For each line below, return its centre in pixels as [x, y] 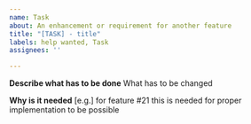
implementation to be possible [64, 110]
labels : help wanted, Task [59, 42]
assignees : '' [35, 50]
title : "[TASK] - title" [55, 34]
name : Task [29, 17]
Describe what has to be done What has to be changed [111, 83]
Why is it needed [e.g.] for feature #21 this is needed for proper [125, 101]
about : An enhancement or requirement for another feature [121, 26]
